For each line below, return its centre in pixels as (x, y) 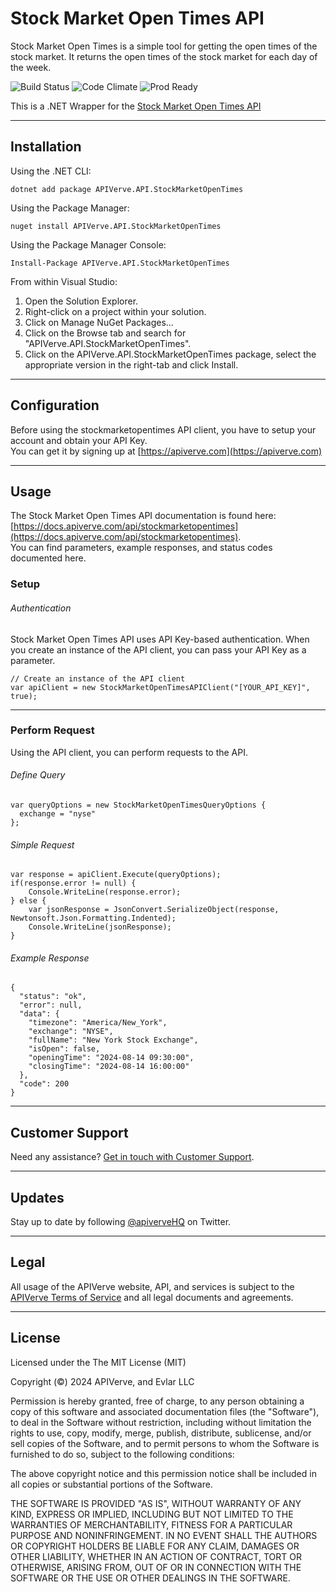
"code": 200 (44, 1084)
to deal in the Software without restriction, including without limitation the (161, 1422)
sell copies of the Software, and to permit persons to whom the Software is (165, 1443)
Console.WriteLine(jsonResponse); (100, 927)
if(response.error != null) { (73, 883)
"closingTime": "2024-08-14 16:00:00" (109, 1067)
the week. (31, 67)
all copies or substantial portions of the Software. (111, 1484)
